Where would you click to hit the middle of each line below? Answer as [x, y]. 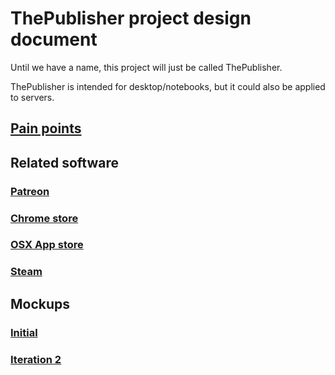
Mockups [40, 303]
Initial [24, 332]
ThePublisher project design [131, 18]
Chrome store [44, 218]
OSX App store [47, 245]
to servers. [32, 97]
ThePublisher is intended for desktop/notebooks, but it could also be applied [168, 86]
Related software [64, 162]
